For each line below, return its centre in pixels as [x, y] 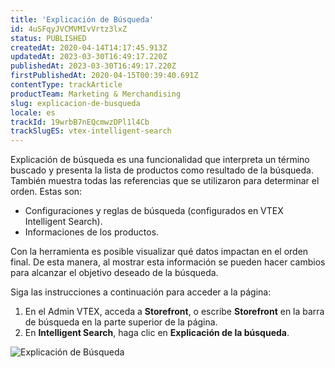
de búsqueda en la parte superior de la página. [121, 322]
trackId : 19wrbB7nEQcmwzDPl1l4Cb [80, 122]
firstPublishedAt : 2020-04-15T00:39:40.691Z [104, 76]
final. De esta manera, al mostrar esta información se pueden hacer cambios [168, 262]
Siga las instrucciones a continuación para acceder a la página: [141, 292]
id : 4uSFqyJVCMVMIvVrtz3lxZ [69, 29]
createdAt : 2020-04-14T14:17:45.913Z [89, 47]
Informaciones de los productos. [92, 232]
